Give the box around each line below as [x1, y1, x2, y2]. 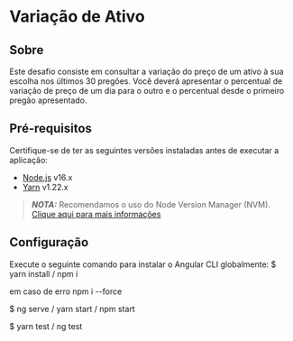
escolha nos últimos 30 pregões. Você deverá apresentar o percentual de [9, 76, 283, 87]
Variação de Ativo [9, 6, 146, 27]
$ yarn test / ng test [9, 320, 83, 331]
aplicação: [9, 154, 48, 165]
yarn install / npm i [9, 268, 78, 279]
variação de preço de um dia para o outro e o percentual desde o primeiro [9, 86, 285, 96]
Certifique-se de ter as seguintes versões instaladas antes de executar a [9, 144, 279, 155]
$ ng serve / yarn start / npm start [9, 303, 135, 314]
